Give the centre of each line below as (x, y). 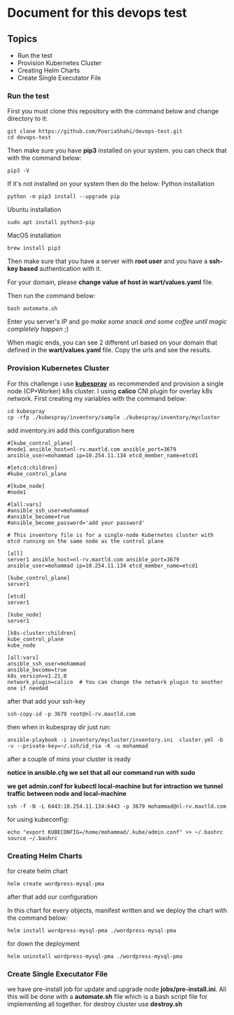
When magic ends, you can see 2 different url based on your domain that (112, 343)
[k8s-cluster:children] (42, 633)
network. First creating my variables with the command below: (97, 398)
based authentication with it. (60, 269)
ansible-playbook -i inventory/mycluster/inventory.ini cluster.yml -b (115, 740)
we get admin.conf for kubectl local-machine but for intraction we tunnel (115, 786)
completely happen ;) (38, 329)
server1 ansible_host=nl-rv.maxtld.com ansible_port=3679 (93, 559)
